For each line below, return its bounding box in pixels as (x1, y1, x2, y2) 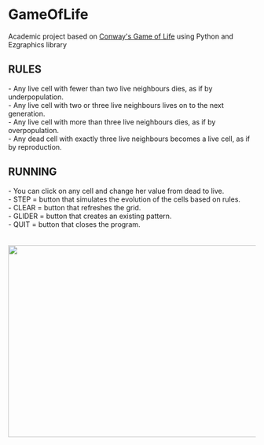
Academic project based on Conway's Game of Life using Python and (8, 32, 234, 41)
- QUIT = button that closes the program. (8, 219, 141, 229)
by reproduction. (8, 142, 62, 151)
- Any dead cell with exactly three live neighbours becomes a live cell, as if (8, 134, 250, 143)
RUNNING (8, 165, 57, 179)
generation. (8, 109, 46, 118)
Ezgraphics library (8, 39, 68, 49)
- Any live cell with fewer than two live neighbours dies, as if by (8, 83, 213, 93)
